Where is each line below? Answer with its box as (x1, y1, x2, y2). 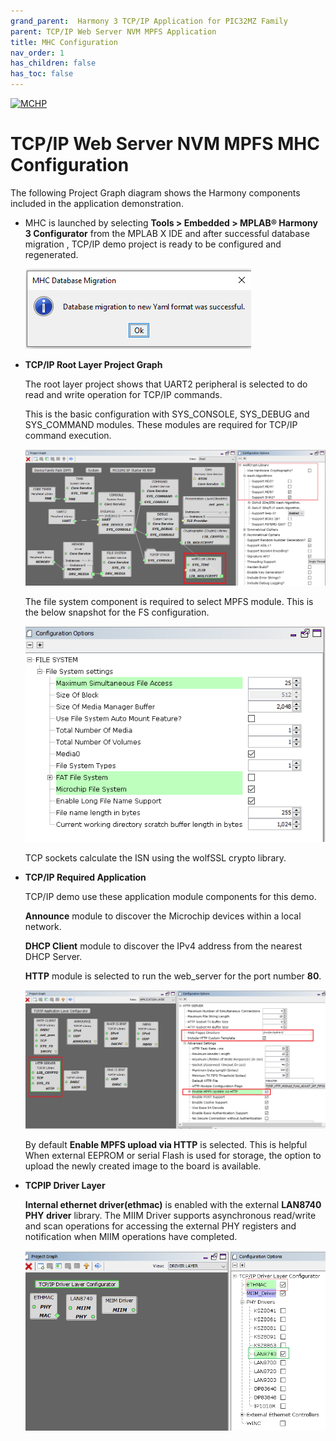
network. (24, 920, 62, 932)
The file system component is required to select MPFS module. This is (24, 595, 314, 607)
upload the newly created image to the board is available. (24, 1160, 262, 1172)
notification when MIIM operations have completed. (24, 1230, 238, 1242)
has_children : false (10, 58, 97, 69)
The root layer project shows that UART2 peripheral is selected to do (24, 378, 308, 390)
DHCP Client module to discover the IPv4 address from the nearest (24, 940, 303, 952)
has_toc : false (10, 69, 74, 79)
